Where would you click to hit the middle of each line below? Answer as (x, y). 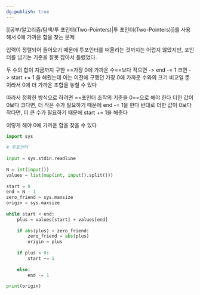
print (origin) (24, 286)
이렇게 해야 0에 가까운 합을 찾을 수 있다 (52, 125)
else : (24, 269)
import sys (20, 136)
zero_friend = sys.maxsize (40, 198)
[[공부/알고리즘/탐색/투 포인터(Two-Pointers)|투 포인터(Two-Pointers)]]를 (93, 29)
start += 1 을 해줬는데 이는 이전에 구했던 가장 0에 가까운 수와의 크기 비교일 (97, 77)
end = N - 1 (21, 192)
